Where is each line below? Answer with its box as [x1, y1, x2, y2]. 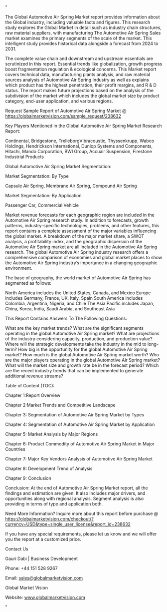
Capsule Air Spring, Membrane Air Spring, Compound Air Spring [5, 183, 137, 189]
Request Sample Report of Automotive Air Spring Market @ [5, 108, 127, 114]
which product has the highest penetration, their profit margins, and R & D [5, 82, 157, 88]
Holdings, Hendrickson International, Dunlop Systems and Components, [5, 143, 153, 149]
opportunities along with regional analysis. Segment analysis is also [5, 495, 144, 501]
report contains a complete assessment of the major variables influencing [5, 228, 157, 234]
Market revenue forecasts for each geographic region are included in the [5, 212, 155, 218]
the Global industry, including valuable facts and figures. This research [5, 20, 151, 25]
